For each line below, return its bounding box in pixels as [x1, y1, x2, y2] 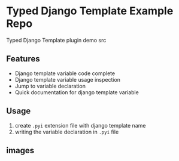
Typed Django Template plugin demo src [6, 36, 107, 44]
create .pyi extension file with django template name [14, 122, 146, 129]
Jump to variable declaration [14, 82, 86, 89]
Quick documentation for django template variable [14, 88, 139, 96]
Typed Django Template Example [6, 4, 174, 18]
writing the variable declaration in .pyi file [14, 128, 119, 135]
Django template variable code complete [14, 70, 116, 77]
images [6, 145, 35, 156]
